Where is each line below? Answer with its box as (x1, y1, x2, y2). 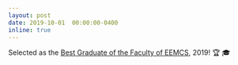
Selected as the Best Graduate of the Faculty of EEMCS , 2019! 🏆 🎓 (8, 48, 231, 57)
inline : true (8, 26, 51, 34)
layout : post (8, 11, 51, 20)
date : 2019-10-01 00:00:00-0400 (8, 19, 119, 27)
